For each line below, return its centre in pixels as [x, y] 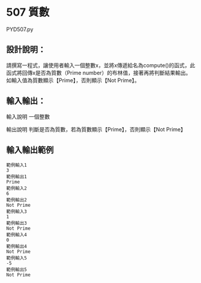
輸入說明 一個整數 [28, 116]
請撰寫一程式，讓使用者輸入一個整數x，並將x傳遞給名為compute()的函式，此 [101, 65]
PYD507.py [20, 29]
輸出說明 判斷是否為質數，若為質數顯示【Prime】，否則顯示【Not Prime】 [96, 129]
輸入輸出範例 [30, 150]
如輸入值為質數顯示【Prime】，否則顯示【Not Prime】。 [73, 80]
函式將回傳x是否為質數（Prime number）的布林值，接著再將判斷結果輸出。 [99, 73]
